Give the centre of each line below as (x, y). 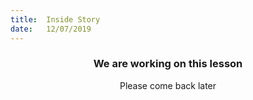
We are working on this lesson (168, 64)
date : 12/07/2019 (51, 29)
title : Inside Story (55, 19)
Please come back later (168, 85)
